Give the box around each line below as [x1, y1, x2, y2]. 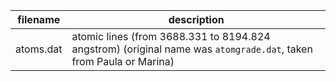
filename [17, 13, 61, 26]
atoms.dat [15, 42, 63, 56]
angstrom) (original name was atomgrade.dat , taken [71, 42, 313, 56]
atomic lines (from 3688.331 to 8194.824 [71, 30, 271, 43]
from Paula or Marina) [71, 55, 175, 68]
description [168, 13, 225, 26]
